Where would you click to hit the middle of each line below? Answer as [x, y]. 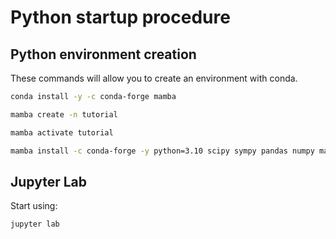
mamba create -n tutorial [64, 114]
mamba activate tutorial [62, 132]
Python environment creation [103, 54]
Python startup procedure [120, 17]
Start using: [34, 206]
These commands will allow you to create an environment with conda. [154, 78]
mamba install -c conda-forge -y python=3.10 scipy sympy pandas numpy [162, 151]
